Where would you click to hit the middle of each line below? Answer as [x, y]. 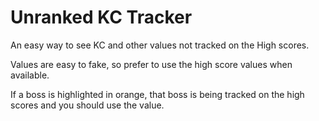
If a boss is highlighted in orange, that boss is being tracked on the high [157, 94]
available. [30, 75]
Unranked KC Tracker [101, 17]
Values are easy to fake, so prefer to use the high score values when [151, 64]
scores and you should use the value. [87, 105]
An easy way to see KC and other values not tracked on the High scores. [160, 45]
